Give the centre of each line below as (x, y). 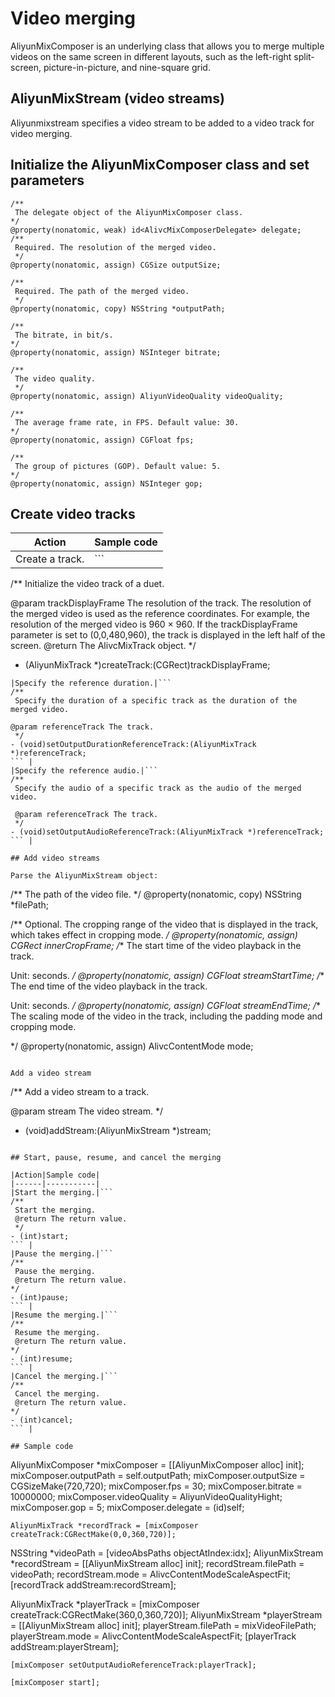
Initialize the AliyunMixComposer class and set (160, 165)
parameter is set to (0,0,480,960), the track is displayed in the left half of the (168, 635)
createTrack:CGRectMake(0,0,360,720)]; (93, 1535)
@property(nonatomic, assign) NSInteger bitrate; (116, 352)
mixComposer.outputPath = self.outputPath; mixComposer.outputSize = (158, 1476)
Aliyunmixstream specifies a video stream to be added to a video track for (162, 123)
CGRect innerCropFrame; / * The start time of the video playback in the (156, 946)
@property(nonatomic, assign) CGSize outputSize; (116, 265)
